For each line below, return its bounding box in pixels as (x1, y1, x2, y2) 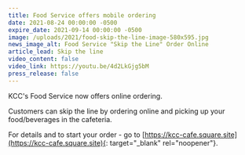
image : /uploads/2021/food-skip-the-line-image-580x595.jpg (8, 33, 210, 41)
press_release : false (8, 70, 79, 77)
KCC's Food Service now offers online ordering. (8, 91, 163, 100)
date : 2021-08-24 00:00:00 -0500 (8, 19, 118, 27)
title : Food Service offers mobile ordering (8, 11, 156, 20)
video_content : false (8, 56, 79, 63)
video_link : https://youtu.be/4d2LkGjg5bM (8, 63, 149, 70)
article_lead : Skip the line (8, 48, 104, 56)
